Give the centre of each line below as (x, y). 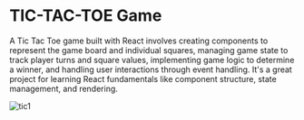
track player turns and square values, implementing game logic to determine (152, 60)
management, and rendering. (64, 88)
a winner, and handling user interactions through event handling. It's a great (151, 69)
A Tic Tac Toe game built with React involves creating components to (139, 41)
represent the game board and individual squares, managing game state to (149, 50)
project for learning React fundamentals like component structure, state (143, 78)
